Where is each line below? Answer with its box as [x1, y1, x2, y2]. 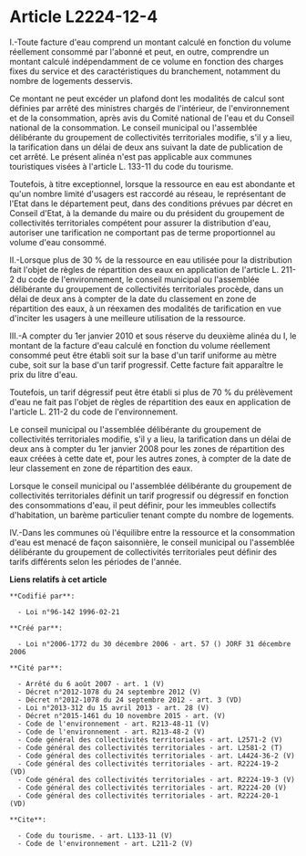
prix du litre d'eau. [9, 369, 78, 380]
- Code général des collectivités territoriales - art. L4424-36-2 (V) [17, 751, 296, 760]
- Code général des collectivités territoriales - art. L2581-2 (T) [17, 743, 283, 752]
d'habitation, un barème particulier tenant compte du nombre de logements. [9, 509, 294, 520]
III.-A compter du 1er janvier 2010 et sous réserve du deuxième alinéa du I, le [9, 330, 297, 341]
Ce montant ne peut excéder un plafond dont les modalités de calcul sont [9, 93, 285, 104]
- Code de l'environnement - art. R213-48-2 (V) [17, 727, 206, 736]
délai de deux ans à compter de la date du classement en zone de [9, 293, 257, 304]
